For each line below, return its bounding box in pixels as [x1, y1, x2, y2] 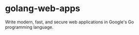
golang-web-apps [5, 3, 81, 14]
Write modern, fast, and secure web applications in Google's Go [5, 19, 134, 25]
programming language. [5, 24, 54, 30]
